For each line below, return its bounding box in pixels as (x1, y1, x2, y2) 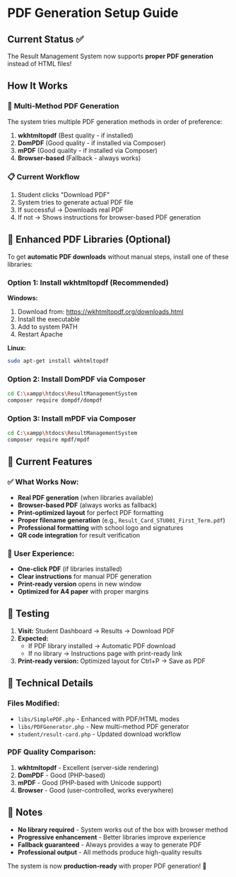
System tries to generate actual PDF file (17, 198, 134, 206)
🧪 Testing (7, 608, 50, 620)
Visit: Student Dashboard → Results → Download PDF (17, 626, 175, 635)
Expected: (17, 634, 49, 643)
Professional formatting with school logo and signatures (17, 523, 184, 532)
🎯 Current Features (7, 456, 93, 468)
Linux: (7, 344, 26, 352)
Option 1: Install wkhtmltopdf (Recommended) (7, 278, 169, 288)
